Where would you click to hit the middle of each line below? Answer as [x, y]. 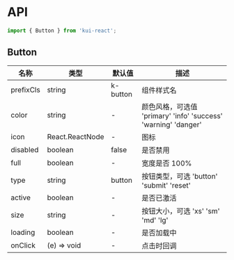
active [21, 197]
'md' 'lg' [155, 220]
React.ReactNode [76, 136]
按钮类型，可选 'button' [180, 176]
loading [23, 232]
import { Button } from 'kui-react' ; [62, 31]
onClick [23, 245]
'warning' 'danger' [172, 124]
